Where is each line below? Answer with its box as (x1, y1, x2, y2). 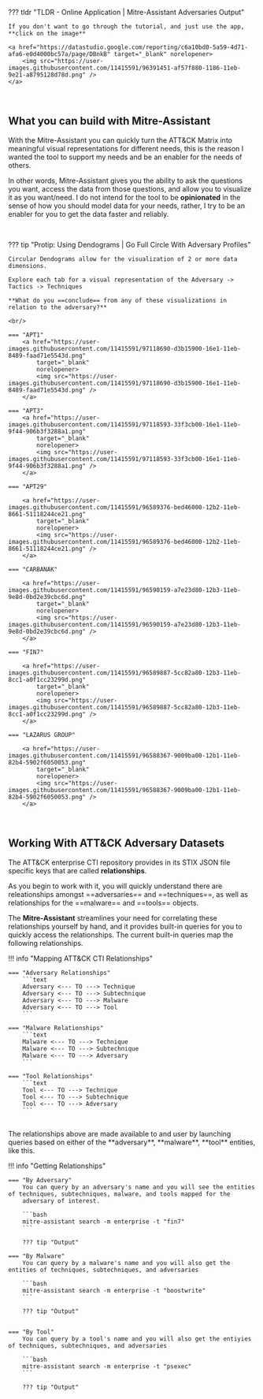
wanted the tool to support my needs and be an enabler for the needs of (8, 152, 243, 162)
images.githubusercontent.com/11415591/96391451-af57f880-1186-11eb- (8, 64, 242, 72)
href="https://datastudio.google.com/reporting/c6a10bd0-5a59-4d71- (18, 43, 248, 51)
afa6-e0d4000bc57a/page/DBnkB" (8, 50, 111, 58)
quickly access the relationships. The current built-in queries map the (8, 930, 234, 939)
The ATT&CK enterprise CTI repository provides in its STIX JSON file (8, 858, 231, 867)
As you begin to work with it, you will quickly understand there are (8, 881, 223, 891)
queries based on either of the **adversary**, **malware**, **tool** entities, (8, 1137, 256, 1147)
